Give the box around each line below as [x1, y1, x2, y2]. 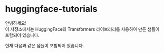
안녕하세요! [5, 20, 27, 26]
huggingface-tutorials [5, 3, 98, 15]
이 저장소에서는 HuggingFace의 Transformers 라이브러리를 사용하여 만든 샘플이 [5, 26, 160, 32]
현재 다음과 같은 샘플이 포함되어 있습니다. [5, 42, 84, 48]
